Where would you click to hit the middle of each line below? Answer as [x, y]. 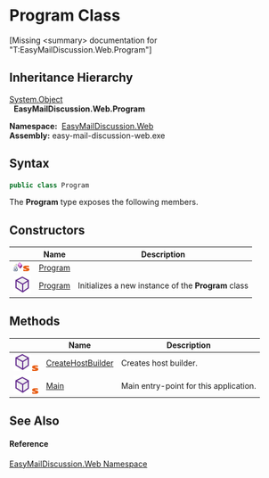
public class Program [49, 185]
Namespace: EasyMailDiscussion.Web [82, 126]
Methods [35, 321]
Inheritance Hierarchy [71, 78]
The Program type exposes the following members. [104, 202]
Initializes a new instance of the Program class [163, 285]
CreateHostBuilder [80, 363]
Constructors [47, 230]
